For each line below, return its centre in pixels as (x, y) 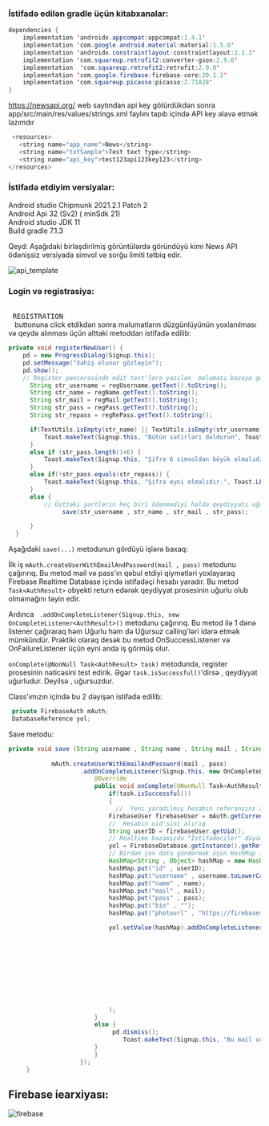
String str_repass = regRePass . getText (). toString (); (121, 415)
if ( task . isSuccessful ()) (150, 794)
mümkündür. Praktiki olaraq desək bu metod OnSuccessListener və (119, 640)
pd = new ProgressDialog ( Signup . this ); (89, 356)
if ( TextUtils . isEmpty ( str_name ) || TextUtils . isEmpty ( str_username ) (146, 430)
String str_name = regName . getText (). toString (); (114, 393)
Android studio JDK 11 (44, 222)
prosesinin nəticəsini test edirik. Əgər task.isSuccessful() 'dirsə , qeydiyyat (133, 673)
